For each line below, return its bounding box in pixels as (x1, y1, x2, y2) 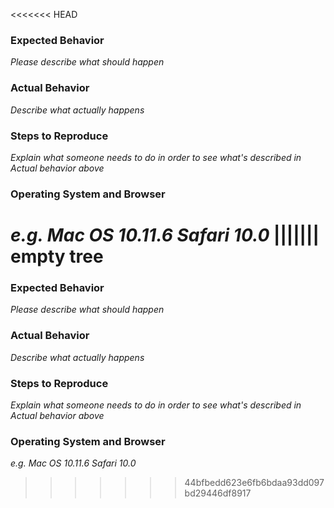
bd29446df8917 (184, 487, 252, 499)
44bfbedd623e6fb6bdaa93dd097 (184, 477, 325, 489)
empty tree (10, 245, 104, 268)
